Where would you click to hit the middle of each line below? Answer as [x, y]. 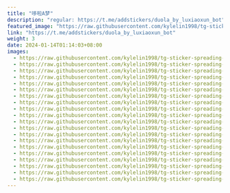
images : [18, 52]
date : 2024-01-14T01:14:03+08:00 [55, 45]
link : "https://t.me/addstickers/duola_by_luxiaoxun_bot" [91, 33]
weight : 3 [21, 39]
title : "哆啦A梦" [30, 13]
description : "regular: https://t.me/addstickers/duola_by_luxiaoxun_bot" [116, 20]
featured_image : [30, 26]
